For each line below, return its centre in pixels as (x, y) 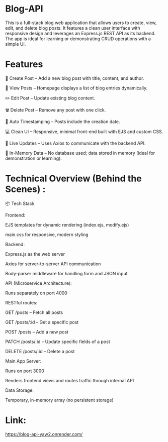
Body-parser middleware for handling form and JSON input (66, 273)
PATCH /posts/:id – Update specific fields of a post (58, 342)
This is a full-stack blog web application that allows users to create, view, (81, 23)
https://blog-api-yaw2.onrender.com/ (44, 434)
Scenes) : (25, 189)
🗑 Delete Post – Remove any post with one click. (56, 110)
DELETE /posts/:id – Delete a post (40, 351)
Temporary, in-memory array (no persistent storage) (60, 400)
